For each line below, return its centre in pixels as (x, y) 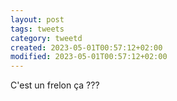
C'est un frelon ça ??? (55, 85)
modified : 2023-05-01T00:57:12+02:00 (89, 57)
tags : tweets (37, 29)
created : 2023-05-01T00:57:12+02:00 (86, 47)
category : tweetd (46, 38)
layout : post (37, 19)
